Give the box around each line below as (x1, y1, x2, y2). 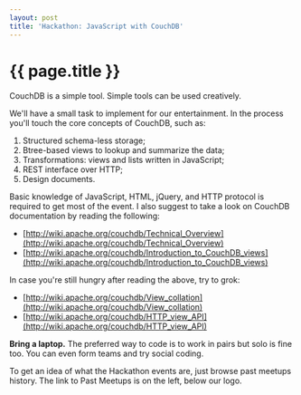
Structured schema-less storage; (22, 135, 146, 146)
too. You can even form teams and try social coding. (9, 348, 204, 359)
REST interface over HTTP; (22, 164, 124, 175)
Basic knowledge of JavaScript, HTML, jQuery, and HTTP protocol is (9, 191, 265, 202)
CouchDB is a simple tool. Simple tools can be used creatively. (9, 91, 242, 101)
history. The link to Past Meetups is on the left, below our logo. (9, 375, 242, 386)
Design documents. (22, 174, 96, 185)
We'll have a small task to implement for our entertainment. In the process (9, 108, 284, 119)
